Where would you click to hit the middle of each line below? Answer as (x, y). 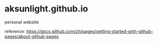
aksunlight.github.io (46, 9)
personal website (22, 22)
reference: (15, 31)
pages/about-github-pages (32, 36)
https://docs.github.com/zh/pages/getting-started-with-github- (89, 31)
